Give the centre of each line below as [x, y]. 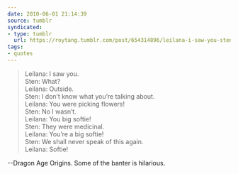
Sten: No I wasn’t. [50, 112]
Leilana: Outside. [49, 89]
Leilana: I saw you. [52, 74]
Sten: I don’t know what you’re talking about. [90, 96]
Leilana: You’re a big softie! [64, 134]
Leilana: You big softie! [58, 119]
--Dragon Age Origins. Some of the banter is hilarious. [86, 163]
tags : [15, 47]
